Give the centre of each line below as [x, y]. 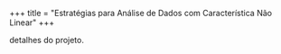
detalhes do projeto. [47, 40]
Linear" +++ [32, 22]
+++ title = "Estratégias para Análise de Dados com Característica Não [141, 13]
